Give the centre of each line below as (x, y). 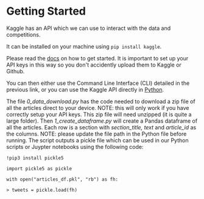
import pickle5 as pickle (39, 168)
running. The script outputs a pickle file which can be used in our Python (97, 140)
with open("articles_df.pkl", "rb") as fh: (62, 179)
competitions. (23, 34)
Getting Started (46, 11)
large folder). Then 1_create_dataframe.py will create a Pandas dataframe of (102, 121)
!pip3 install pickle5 (35, 158)
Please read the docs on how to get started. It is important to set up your (97, 58)
